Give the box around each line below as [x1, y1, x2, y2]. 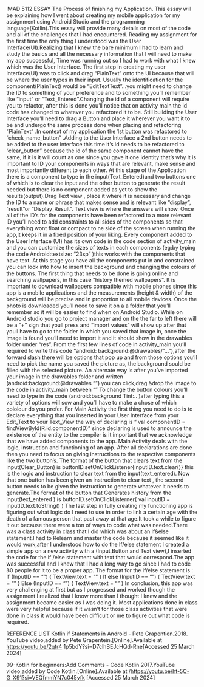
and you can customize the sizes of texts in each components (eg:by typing [6, 244, 196, 251]
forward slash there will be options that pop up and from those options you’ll [6, 354, 197, 361]
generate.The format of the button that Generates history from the [6, 489, 172, 496]
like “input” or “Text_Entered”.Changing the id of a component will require [6, 95, 190, 103]
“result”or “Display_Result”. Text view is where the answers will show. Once [6, 205, 194, 212]
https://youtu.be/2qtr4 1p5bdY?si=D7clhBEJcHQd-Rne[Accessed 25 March [6, 643, 195, 650]
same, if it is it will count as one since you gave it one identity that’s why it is [6, 154, 196, 160]
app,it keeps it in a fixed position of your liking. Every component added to [6, 231, 192, 238]
